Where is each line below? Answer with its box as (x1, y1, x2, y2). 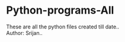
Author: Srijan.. (6, 29, 43, 36)
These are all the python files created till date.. (6, 23, 120, 30)
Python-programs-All (6, 4, 114, 17)
